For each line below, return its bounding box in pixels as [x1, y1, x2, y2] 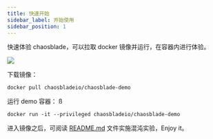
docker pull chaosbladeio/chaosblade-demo [7, 84, 131, 91]
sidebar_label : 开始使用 [7, 17, 74, 24]
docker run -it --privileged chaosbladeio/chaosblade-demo [7, 111, 181, 118]
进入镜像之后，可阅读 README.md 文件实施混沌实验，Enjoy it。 [7, 124, 188, 132]
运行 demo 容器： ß [7, 98, 63, 106]
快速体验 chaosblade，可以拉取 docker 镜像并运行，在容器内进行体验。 [7, 43, 210, 51]
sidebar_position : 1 [7, 23, 67, 30]
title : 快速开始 [7, 10, 50, 17]
